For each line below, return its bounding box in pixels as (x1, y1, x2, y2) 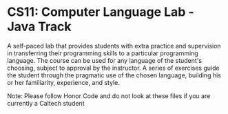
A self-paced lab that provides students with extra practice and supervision (7, 41, 222, 50)
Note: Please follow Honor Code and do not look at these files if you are (7, 91, 211, 100)
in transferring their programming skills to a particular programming (7, 49, 198, 57)
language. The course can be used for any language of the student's (7, 56, 202, 64)
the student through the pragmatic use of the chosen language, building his (7, 70, 222, 79)
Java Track (7, 19, 72, 35)
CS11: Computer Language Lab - (7, 4, 194, 20)
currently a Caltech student (7, 99, 85, 107)
